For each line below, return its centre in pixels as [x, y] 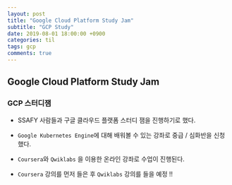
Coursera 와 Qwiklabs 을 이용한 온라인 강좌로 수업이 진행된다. [101, 159]
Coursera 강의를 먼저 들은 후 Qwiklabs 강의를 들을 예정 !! [95, 174]
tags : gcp [22, 47]
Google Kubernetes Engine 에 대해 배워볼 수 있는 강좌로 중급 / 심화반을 [115, 135]
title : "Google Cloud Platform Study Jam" [71, 20]
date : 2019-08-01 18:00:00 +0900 [56, 34]
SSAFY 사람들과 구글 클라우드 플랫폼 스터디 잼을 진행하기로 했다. [106, 120]
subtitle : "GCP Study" [41, 27]
